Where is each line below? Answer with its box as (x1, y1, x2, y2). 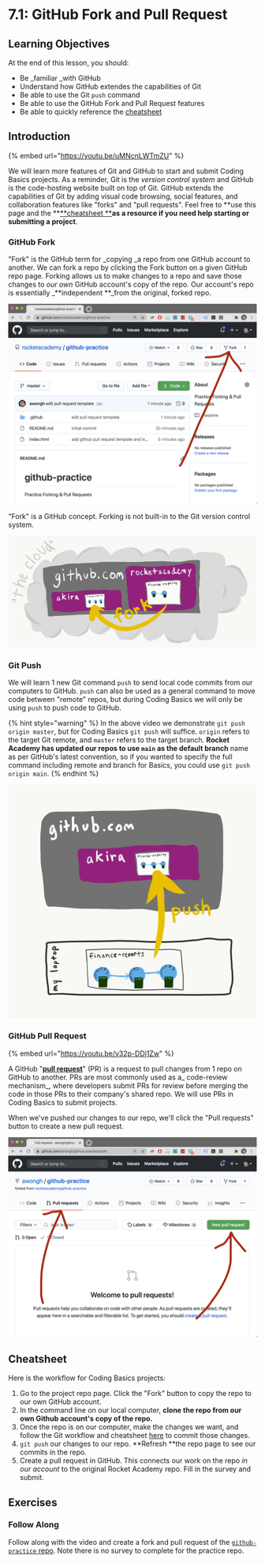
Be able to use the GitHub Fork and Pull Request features (19, 99, 205, 108)
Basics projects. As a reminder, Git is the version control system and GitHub (8, 174, 254, 184)
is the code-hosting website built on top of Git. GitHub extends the (8, 183, 224, 192)
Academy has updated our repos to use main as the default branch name (8, 743, 248, 753)
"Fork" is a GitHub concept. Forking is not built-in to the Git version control (8, 511, 251, 521)
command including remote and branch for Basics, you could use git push (8, 760, 251, 769)
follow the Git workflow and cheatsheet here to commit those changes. (19, 1431, 251, 1440)
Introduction (8, 130, 71, 143)
